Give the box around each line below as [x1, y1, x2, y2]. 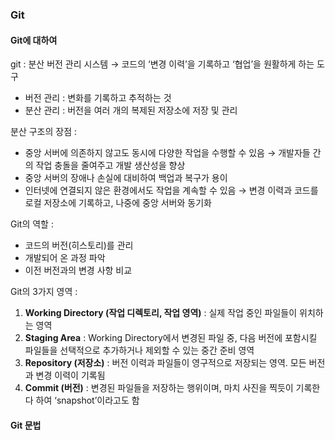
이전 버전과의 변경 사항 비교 [24, 264, 133, 277]
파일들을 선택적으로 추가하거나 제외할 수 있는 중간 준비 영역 [24, 344, 255, 357]
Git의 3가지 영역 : [10, 286, 78, 298]
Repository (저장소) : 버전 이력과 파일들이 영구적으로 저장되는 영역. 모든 [24, 357, 307, 369]
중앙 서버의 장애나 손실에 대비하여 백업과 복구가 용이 [24, 172, 228, 184]
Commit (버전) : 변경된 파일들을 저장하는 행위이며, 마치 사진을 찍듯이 [24, 382, 294, 394]
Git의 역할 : [10, 218, 54, 230]
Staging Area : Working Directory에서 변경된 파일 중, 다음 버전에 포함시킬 [24, 332, 318, 344]
